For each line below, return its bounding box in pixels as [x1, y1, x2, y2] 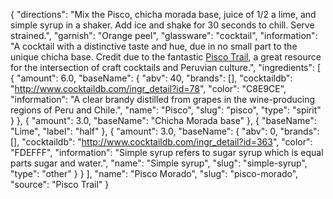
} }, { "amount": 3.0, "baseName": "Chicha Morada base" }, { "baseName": [10, 115, 317, 126]
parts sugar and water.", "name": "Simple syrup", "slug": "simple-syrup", [10, 157, 308, 169]
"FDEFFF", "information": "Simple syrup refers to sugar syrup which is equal [10, 147, 324, 158]
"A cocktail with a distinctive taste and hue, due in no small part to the [10, 40, 298, 52]
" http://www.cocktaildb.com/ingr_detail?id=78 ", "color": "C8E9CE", [10, 83, 287, 94]
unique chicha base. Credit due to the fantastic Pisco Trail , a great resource [10, 51, 322, 63]
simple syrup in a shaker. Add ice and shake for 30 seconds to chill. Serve [10, 19, 315, 31]
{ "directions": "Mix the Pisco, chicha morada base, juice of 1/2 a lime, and [10, 9, 317, 20]
